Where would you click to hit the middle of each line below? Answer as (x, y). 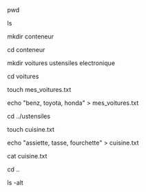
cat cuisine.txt (27, 156)
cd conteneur (26, 50)
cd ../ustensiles (29, 116)
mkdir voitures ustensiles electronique (61, 63)
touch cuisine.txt (31, 129)
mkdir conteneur (31, 36)
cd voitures (23, 76)
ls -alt (15, 182)
